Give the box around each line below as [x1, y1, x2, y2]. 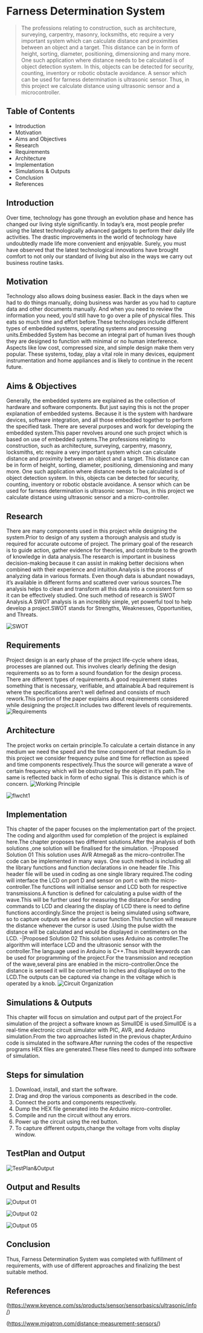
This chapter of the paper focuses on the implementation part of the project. [6, 825, 196, 833]
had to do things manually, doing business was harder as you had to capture [6, 299, 196, 307]
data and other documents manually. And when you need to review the [6, 305, 182, 313]
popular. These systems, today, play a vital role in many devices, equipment [6, 350, 195, 358]
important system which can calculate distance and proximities [21, 37, 178, 44]
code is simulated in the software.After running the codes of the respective [6, 1039, 193, 1046]
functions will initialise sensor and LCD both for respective [42, 883, 187, 891]
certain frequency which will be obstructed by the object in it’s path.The [6, 767, 185, 774]
